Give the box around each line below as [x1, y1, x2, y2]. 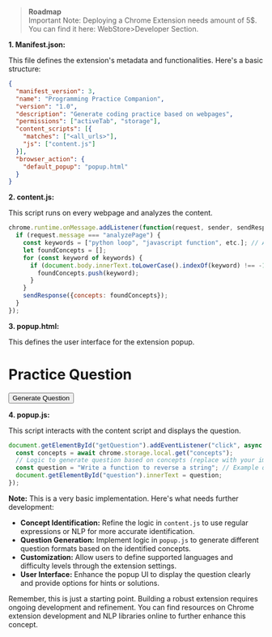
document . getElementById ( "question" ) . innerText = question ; [15, 472, 223, 480]
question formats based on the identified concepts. [19, 543, 192, 554]
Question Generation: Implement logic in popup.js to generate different [19, 535, 259, 545]
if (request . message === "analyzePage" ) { [15, 231, 161, 240]
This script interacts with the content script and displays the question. [8, 425, 241, 435]
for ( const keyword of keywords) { [23, 254, 143, 262]
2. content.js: [8, 192, 55, 202]
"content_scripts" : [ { [15, 125, 92, 133]
